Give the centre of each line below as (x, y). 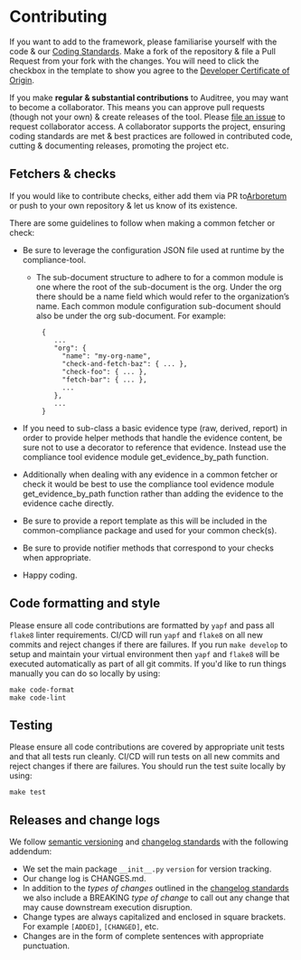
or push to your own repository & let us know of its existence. (123, 205)
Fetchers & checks (63, 174)
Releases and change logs (85, 820)
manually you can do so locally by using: (85, 673)
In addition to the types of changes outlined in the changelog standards (155, 889)
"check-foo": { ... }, (104, 372)
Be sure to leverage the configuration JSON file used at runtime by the (153, 249)
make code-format (42, 690)
